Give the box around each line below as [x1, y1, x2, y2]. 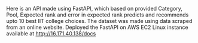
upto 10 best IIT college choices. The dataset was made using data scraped [6, 18, 193, 24]
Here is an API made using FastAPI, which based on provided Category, [6, 5, 182, 12]
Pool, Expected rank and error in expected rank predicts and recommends [6, 11, 189, 18]
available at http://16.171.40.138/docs [6, 30, 96, 37]
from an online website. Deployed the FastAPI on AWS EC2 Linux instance [6, 24, 188, 31]
